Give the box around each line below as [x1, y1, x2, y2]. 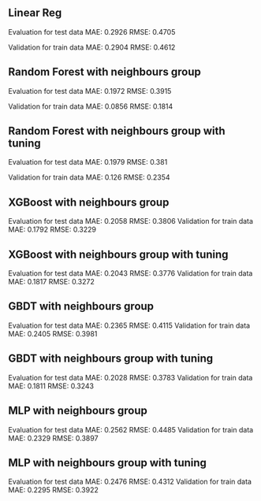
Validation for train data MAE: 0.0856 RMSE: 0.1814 [8, 102, 173, 111]
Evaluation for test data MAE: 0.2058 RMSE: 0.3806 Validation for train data [8, 217, 254, 226]
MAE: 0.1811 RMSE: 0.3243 [8, 381, 95, 391]
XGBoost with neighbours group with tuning [8, 247, 229, 261]
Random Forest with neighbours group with [8, 124, 226, 138]
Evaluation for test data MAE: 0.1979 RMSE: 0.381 [8, 158, 168, 167]
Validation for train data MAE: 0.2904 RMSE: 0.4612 [8, 43, 176, 52]
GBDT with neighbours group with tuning [8, 352, 214, 366]
